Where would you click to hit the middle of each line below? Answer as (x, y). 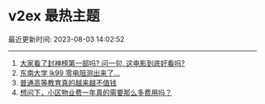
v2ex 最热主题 (54, 16)
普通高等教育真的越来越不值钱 (68, 82)
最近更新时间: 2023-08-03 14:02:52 (66, 39)
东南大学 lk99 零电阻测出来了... (70, 73)
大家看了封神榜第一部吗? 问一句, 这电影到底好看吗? (102, 63)
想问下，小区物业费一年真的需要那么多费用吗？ (95, 92)
